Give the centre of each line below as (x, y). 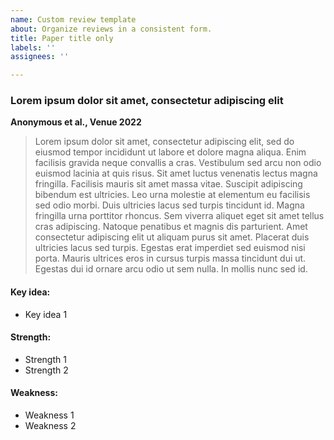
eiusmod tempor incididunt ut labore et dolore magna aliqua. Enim (170, 152)
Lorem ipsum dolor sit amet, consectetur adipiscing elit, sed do (164, 142)
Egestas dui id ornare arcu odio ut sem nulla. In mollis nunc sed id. (171, 269)
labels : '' (33, 47)
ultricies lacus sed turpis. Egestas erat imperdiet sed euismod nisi (170, 248)
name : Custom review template (73, 19)
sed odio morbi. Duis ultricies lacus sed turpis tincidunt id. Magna (169, 205)
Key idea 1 (46, 314)
